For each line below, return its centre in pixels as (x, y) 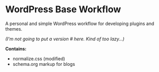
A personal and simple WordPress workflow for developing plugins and (80, 23)
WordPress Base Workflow (63, 9)
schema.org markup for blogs (44, 64)
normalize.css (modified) (39, 58)
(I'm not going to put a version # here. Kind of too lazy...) (65, 39)
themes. (14, 29)
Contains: (16, 49)
